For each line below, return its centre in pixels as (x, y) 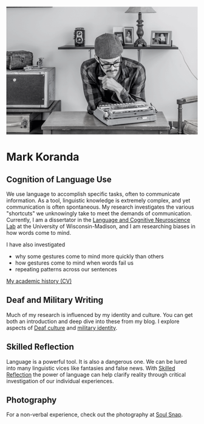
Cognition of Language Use (59, 179)
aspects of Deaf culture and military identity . (62, 328)
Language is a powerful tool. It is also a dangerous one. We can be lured (97, 361)
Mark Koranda (43, 157)
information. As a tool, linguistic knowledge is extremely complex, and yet (98, 200)
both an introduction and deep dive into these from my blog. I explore (93, 321)
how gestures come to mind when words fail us (74, 263)
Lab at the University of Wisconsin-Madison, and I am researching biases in (101, 226)
